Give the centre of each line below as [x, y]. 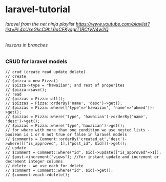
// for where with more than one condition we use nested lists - [78, 130]
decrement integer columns [34, 162]
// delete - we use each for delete [44, 166]
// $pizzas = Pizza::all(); [35, 99]
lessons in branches [27, 45]
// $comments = [22, 139]
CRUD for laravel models [36, 61]
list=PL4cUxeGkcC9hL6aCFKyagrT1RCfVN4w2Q [57, 29]
